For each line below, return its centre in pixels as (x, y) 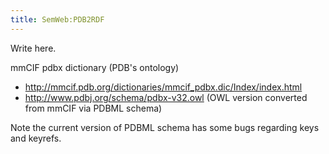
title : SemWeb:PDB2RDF (57, 19)
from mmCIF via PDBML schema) (93, 108)
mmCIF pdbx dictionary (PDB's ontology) (95, 67)
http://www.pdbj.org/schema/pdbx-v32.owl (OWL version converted (166, 97)
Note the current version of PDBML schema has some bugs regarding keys (165, 127)
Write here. (33, 48)
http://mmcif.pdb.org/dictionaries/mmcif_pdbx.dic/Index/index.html (163, 87)
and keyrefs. (36, 138)
